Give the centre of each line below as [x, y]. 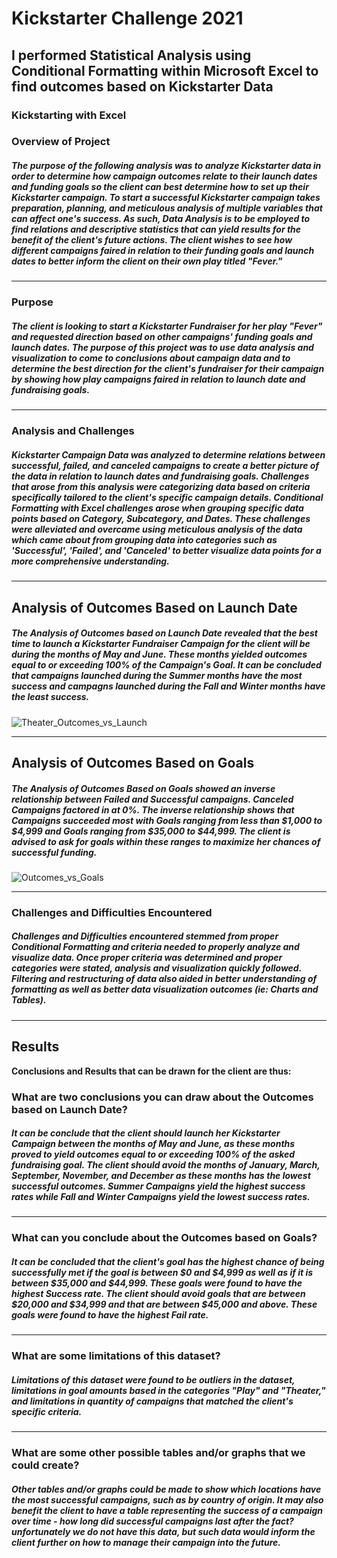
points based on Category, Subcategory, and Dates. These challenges [161, 518]
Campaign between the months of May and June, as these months [153, 1144]
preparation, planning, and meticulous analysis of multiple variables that [167, 208]
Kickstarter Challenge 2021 [127, 18]
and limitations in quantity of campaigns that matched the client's [152, 1401]
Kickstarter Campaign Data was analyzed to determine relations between [168, 454]
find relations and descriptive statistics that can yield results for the [156, 229]
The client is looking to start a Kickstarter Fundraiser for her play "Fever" [167, 326]
